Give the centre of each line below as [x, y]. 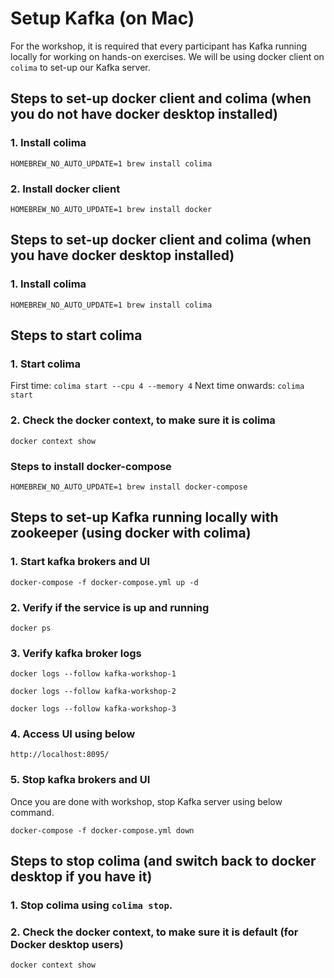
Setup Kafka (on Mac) [102, 18]
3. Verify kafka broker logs [76, 653]
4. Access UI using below [73, 734]
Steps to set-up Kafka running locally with [144, 517]
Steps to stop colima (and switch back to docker [163, 861]
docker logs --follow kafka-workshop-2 [93, 692]
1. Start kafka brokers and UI [80, 562]
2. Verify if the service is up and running [110, 607]
